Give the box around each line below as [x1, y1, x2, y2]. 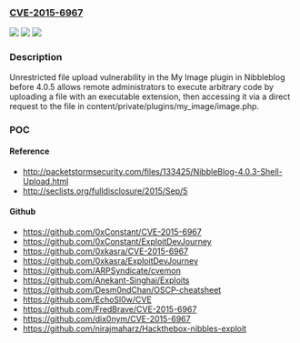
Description [9, 51, 63, 64]
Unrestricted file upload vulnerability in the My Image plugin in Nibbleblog [9, 71, 285, 83]
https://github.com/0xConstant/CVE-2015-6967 [22, 226, 202, 237]
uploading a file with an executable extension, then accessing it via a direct [9, 91, 291, 102]
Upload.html [22, 176, 69, 187]
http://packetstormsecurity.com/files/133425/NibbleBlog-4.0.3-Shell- [22, 166, 284, 177]
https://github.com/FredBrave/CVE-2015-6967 [22, 303, 197, 315]
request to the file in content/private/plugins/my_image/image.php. [9, 100, 260, 111]
